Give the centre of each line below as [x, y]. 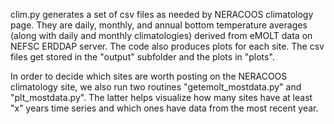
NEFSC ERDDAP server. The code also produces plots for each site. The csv [167, 46]
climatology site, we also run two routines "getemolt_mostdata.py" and [156, 87]
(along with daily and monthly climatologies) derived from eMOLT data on [161, 35]
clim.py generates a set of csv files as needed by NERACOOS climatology [162, 14]
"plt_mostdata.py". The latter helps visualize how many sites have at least [161, 97]
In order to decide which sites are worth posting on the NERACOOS [149, 76]
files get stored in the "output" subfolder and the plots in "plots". [142, 57]
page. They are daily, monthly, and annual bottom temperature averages [159, 25]
